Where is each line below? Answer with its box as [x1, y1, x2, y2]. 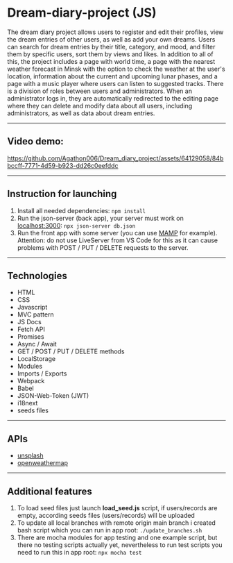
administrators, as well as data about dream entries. [7, 109, 155, 117]
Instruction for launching [7, 188, 117, 200]
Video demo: [7, 135, 64, 147]
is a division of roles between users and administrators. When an [7, 87, 193, 95]
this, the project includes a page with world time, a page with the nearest [7, 57, 216, 65]
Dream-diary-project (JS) [7, 5, 157, 21]
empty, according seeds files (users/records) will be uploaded [17, 512, 196, 519]
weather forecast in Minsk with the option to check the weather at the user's [7, 65, 225, 73]
